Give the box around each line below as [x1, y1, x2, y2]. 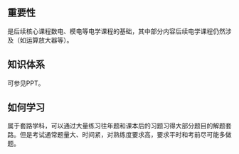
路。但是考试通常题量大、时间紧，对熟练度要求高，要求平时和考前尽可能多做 [7, 131, 232, 139]
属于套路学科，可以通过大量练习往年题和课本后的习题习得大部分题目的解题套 [7, 121, 232, 130]
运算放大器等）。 [26, 35, 73, 44]
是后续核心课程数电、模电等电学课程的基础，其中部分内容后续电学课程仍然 [7, 27, 225, 35]
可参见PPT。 [7, 79, 45, 87]
